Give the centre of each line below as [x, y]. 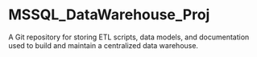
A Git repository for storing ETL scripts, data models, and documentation [129, 37]
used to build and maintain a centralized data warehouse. [104, 45]
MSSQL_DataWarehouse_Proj [109, 15]
